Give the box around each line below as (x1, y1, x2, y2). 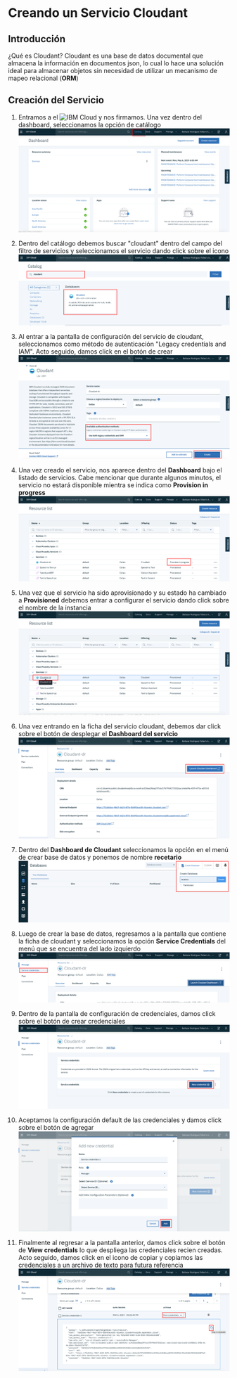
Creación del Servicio (8, 94, 105, 106)
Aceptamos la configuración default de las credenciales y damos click (18, 1116, 222, 1124)
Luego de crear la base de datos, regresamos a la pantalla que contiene (18, 929, 227, 938)
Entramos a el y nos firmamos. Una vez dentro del (18, 112, 203, 121)
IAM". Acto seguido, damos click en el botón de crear (18, 347, 173, 356)
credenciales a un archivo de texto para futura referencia (18, 1261, 184, 1270)
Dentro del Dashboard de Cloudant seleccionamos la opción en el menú (18, 846, 229, 854)
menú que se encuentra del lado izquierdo (18, 944, 141, 953)
